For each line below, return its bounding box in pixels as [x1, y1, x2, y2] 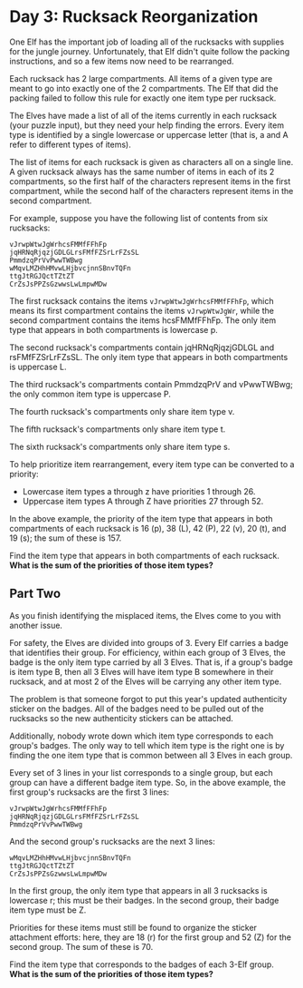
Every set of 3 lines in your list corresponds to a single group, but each [9, 767, 273, 778]
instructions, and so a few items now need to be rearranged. [9, 55, 234, 66]
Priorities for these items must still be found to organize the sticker [9, 922, 258, 933]
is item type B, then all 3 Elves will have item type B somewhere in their [9, 666, 274, 677]
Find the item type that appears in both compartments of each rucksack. [9, 550, 280, 561]
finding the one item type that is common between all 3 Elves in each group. [9, 749, 293, 760]
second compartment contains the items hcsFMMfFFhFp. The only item [9, 315, 277, 326]
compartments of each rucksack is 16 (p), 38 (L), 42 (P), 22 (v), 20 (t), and [9, 523, 287, 533]
